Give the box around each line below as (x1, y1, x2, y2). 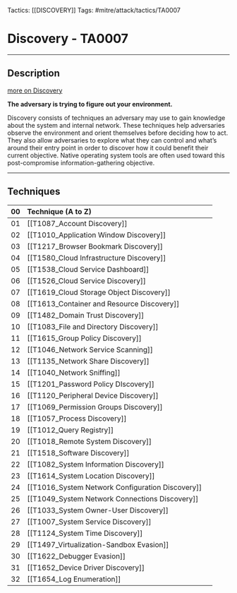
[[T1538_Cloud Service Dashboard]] (27, 264, 150, 274)
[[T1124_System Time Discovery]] (27, 528, 143, 538)
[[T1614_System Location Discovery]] (27, 471, 155, 481)
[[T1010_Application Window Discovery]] (27, 229, 166, 239)
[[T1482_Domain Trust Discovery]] (27, 310, 145, 320)
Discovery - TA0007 (7, 31, 129, 47)
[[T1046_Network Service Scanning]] (27, 345, 154, 354)
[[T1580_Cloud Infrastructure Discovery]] (27, 253, 166, 263)
